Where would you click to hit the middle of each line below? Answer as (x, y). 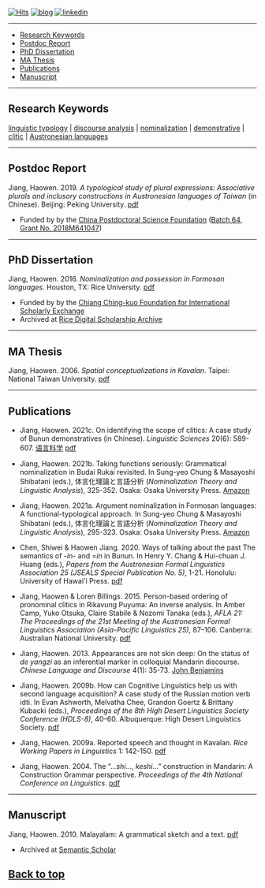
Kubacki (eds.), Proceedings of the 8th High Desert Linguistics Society (134, 711)
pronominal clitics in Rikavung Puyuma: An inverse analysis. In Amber (132, 605)
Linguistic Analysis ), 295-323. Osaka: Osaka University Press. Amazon (134, 532)
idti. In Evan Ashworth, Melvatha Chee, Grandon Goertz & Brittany (127, 703)
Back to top (37, 874)
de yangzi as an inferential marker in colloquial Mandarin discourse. (130, 662)
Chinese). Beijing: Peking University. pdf (74, 204)
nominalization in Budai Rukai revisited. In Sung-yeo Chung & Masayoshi (137, 472)
